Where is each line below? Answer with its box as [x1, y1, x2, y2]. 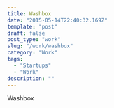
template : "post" [7, 23, 58, 30]
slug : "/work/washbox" [7, 43, 73, 49]
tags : [7, 56, 23, 63]
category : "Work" [7, 49, 58, 56]
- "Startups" [13, 62, 52, 69]
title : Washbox [7, 10, 52, 17]
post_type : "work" [7, 36, 61, 43]
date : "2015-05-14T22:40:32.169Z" [7, 17, 108, 24]
